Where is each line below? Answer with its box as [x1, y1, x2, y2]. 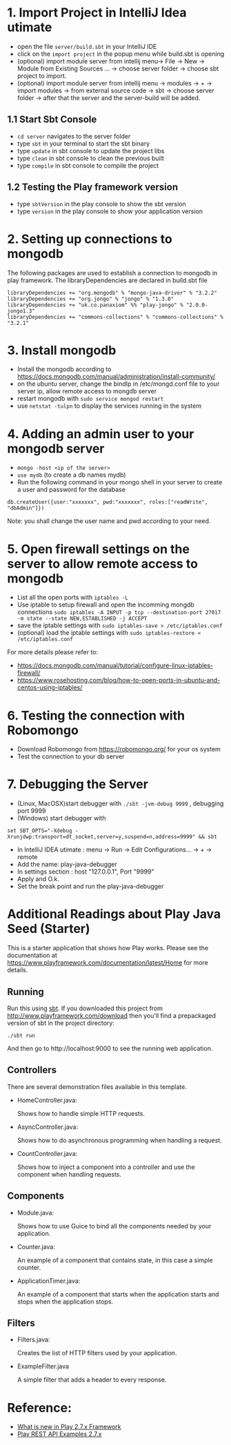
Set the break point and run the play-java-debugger [17, 882, 164, 891]
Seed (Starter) [7, 921, 91, 936]
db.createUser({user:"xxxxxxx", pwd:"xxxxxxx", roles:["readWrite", [7, 499, 208, 506]
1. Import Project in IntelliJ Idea [7, 5, 188, 21]
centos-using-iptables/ [17, 683, 83, 691]
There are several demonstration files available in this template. [7, 1082, 188, 1091]
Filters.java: [17, 1335, 50, 1344]
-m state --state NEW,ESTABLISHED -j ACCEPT [17, 616, 148, 622]
